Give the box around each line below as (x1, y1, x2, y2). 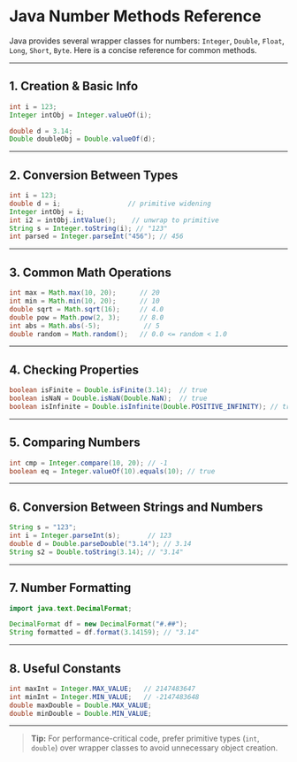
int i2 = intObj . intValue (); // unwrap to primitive (9, 215, 219, 225)
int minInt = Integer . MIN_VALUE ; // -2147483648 (9, 692, 200, 701)
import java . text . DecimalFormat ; (9, 604, 133, 612)
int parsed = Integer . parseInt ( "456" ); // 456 (9, 232, 184, 241)
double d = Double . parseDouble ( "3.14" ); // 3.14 (9, 539, 192, 548)
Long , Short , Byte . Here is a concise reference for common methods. (9, 44, 258, 55)
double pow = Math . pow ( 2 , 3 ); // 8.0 (9, 312, 164, 322)
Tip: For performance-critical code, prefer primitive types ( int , (30, 733, 260, 744)
